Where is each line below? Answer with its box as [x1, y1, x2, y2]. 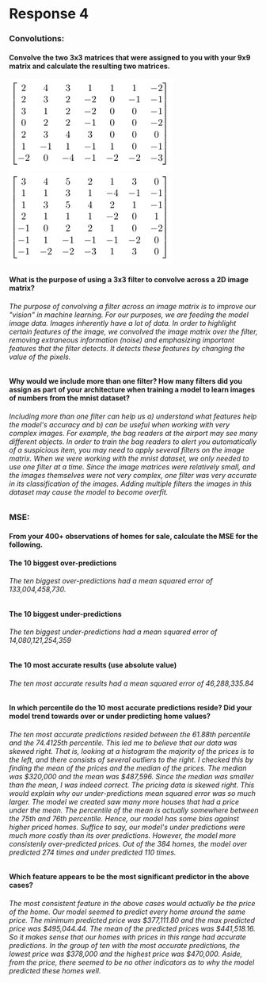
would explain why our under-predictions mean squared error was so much [9, 788, 256, 797]
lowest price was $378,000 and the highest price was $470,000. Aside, [9, 949, 243, 958]
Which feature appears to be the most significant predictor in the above [9, 872, 250, 882]
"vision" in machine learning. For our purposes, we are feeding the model [9, 310, 249, 319]
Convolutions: [9, 33, 65, 44]
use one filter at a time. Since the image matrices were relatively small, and [9, 461, 256, 472]
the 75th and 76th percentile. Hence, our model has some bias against [9, 813, 240, 823]
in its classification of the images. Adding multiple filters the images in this [9, 479, 253, 488]
